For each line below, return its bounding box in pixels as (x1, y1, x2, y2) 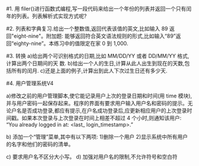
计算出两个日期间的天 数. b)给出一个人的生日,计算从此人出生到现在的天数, (6, 60, 185, 67)
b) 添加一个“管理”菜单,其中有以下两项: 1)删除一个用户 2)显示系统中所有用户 (6, 134, 188, 140)
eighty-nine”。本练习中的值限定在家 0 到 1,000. (14, 40, 129, 47)
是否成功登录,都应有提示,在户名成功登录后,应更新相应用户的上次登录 (21, 107, 188, 114)
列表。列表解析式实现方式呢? (16, 12, 87, 19)
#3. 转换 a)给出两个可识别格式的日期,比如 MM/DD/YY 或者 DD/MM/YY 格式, (6, 53, 190, 59)
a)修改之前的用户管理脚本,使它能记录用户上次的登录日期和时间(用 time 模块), (6, 92, 192, 99)
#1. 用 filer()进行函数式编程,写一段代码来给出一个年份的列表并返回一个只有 (6, 5, 187, 12)
